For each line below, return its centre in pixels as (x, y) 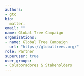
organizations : (21, 38)
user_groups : (19, 61)
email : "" (15, 28)
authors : (14, 10)
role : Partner (20, 51)
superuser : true (22, 56)
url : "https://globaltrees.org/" (44, 47)
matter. (18, 24)
